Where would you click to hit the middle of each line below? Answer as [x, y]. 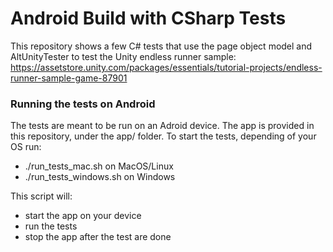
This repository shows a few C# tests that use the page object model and [161, 46]
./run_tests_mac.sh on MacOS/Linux [99, 166]
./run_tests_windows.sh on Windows [100, 177]
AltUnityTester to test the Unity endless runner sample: [123, 56]
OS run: [26, 147]
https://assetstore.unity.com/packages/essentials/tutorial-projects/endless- [166, 67]
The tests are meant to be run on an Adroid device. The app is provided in [162, 126]
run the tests [51, 226]
